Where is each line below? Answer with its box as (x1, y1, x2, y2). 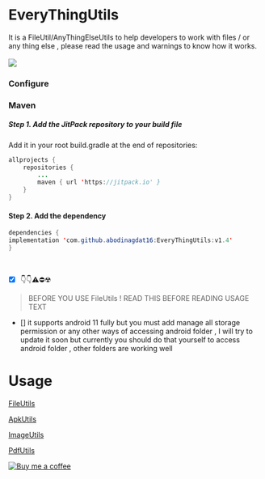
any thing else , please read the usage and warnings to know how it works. (8, 40, 257, 50)
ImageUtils (8, 430, 44, 439)
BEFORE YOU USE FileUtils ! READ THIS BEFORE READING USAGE (27, 293, 250, 303)
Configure (8, 78, 49, 89)
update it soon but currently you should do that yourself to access (19, 334, 241, 345)
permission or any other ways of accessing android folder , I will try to (19, 326, 253, 336)
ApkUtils (8, 414, 37, 424)
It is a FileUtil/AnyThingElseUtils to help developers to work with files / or (8, 32, 250, 42)
